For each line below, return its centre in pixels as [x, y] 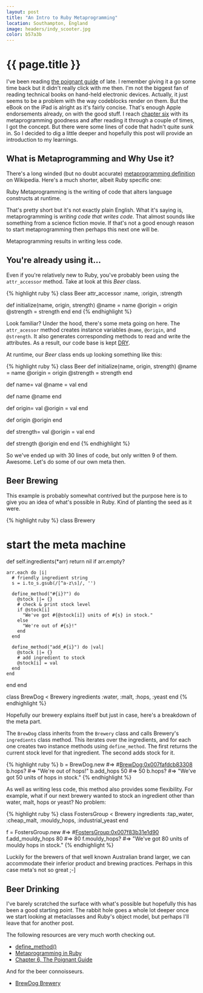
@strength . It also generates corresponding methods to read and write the [98, 336]
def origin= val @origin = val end [47, 408]
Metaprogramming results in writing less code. [65, 241]
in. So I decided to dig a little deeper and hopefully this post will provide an [99, 133]
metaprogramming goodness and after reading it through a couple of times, [101, 120]
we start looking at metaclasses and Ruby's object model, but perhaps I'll [98, 917]
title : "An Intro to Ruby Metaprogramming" [62, 18]
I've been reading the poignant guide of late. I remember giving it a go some [101, 82]
